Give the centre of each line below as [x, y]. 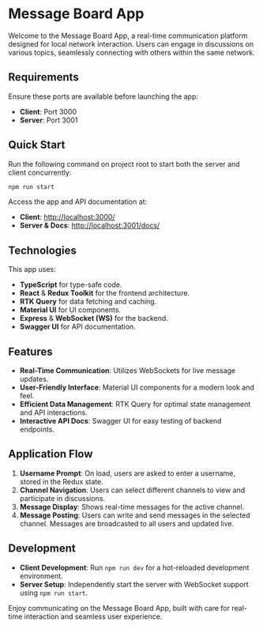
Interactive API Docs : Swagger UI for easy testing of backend [120, 421]
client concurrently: [40, 172]
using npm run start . [54, 593]
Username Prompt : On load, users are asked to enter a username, [127, 473]
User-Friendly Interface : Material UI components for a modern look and [137, 387]
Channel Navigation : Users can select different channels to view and [132, 490]
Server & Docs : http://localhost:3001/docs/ [90, 225]
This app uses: [32, 269]
